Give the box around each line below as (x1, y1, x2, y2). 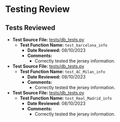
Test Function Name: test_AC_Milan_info (19, 68, 106, 74)
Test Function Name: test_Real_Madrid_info (19, 95, 112, 101)
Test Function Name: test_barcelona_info (19, 42, 108, 48)
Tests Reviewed (5, 23, 56, 32)
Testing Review (5, 3, 70, 15)
